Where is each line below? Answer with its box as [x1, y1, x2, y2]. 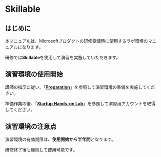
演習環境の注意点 [5, 122, 57, 131]
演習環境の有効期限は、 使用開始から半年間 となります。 [5, 136, 116, 142]
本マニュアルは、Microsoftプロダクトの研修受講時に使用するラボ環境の [5, 38, 148, 44]
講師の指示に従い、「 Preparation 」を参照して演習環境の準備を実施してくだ [5, 84, 155, 90]
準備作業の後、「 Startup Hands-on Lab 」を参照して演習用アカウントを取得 [5, 100, 156, 106]
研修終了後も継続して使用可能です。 [5, 147, 78, 153]
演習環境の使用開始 [5, 70, 63, 79]
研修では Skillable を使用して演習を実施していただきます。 [5, 55, 121, 60]
